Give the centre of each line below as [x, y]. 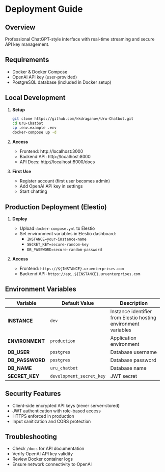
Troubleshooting [31, 437]
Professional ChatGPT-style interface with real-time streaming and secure [80, 39]
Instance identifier [131, 311]
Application [123, 338]
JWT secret [124, 376]
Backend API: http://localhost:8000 [55, 157]
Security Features [33, 394]
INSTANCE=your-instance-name [57, 239]
